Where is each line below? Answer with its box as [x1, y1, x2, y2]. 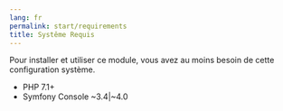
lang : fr [9, 13, 42, 23]
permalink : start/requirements [9, 22, 127, 31]
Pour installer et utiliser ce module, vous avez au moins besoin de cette [9, 55, 275, 66]
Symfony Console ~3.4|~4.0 [22, 91, 128, 102]
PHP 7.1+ [22, 82, 55, 93]
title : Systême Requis [9, 30, 95, 39]
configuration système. [9, 64, 96, 75]
